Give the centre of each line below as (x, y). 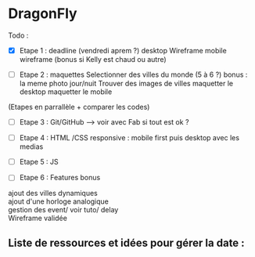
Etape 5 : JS (39, 162)
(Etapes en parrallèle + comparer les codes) (79, 107)
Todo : (18, 35)
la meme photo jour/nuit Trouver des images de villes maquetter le (126, 84)
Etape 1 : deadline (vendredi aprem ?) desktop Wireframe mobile (123, 50)
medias (31, 147)
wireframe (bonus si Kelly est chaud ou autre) (93, 59)
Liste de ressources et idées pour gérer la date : (126, 243)
